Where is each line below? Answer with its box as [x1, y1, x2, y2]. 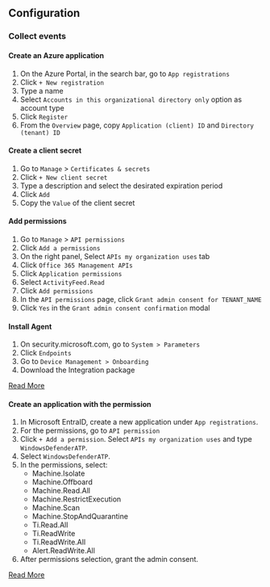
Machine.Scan [31, 503, 81, 513]
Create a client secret [8, 145, 82, 156]
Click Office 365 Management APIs [19, 260, 133, 270]
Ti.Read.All [31, 520, 69, 530]
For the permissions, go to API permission [19, 426, 160, 435]
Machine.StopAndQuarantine [31, 512, 129, 522]
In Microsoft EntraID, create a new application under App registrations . [19, 417, 259, 427]
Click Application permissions [19, 268, 123, 278]
